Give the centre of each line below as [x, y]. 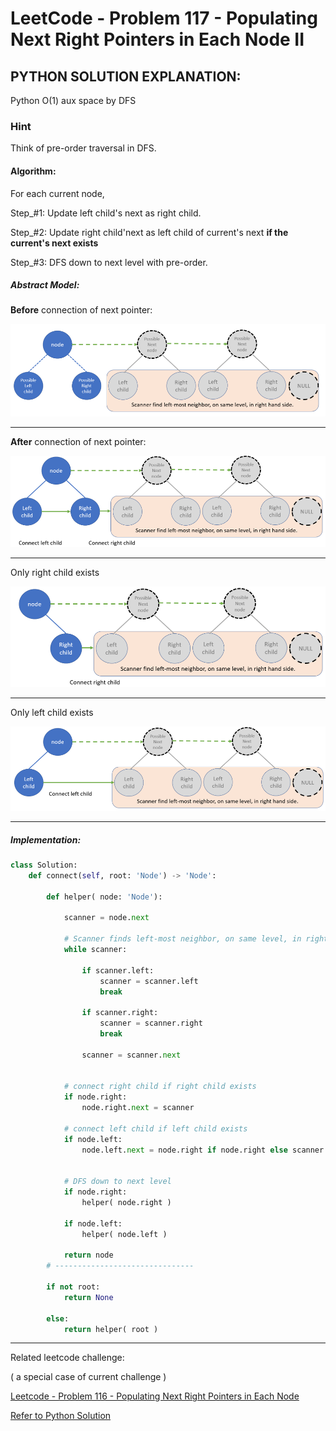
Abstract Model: [45, 285]
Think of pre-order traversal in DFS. [83, 148]
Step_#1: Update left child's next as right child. [106, 213]
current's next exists [54, 243]
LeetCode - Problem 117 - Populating [164, 18]
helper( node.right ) [126, 1203]
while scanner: [95, 950]
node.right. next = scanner [138, 1108]
